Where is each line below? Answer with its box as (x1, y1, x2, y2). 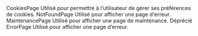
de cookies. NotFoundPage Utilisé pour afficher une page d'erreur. (6, 11, 171, 18)
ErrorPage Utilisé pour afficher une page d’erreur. (6, 24, 128, 30)
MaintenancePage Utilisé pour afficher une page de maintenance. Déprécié (6, 17, 193, 24)
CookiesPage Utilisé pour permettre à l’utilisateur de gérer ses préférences (6, 5, 191, 11)
